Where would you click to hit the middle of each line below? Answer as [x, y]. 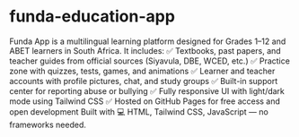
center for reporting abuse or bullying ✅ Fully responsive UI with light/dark [147, 90]
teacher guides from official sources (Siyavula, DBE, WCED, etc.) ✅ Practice [149, 61]
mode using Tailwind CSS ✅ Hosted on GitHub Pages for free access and [145, 101]
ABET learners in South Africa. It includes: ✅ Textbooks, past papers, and [145, 50]
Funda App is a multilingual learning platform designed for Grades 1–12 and [148, 41]
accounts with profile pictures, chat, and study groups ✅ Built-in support [144, 81]
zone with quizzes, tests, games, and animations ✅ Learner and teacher [142, 71]
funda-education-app [92, 17]
